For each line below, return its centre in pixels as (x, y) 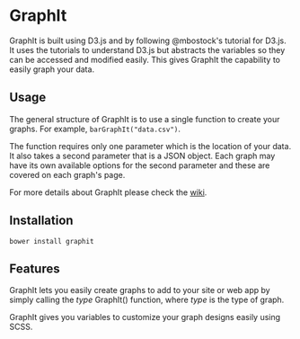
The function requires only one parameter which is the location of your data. (150, 146)
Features (35, 268)
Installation (41, 221)
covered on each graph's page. (67, 174)
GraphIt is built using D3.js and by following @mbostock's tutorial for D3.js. (148, 40)
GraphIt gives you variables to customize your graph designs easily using (145, 317)
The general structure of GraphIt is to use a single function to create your (145, 119)
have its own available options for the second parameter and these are (140, 165)
